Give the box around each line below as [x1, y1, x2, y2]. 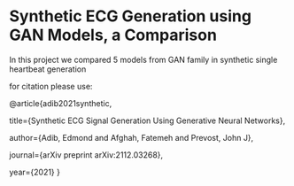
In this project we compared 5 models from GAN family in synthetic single [9, 54, 278, 65]
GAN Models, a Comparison [9, 25, 217, 45]
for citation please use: [9, 81, 93, 91]
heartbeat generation [9, 64, 87, 74]
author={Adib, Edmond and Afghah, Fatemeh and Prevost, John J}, [9, 132, 254, 143]
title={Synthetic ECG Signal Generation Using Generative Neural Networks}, [9, 115, 286, 126]
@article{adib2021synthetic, [9, 97, 112, 108]
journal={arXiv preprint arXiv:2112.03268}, [9, 149, 164, 160]
